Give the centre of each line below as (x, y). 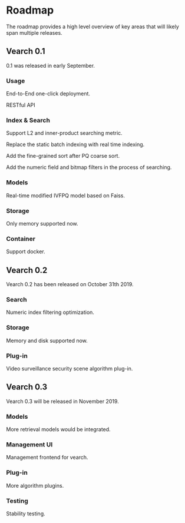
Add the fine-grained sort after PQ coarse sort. (63, 156)
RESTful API (21, 105)
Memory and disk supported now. (47, 340)
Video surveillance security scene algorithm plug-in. (70, 368)
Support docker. (26, 251)
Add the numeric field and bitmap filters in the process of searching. (89, 167)
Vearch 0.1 (26, 52)
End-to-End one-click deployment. (48, 94)
